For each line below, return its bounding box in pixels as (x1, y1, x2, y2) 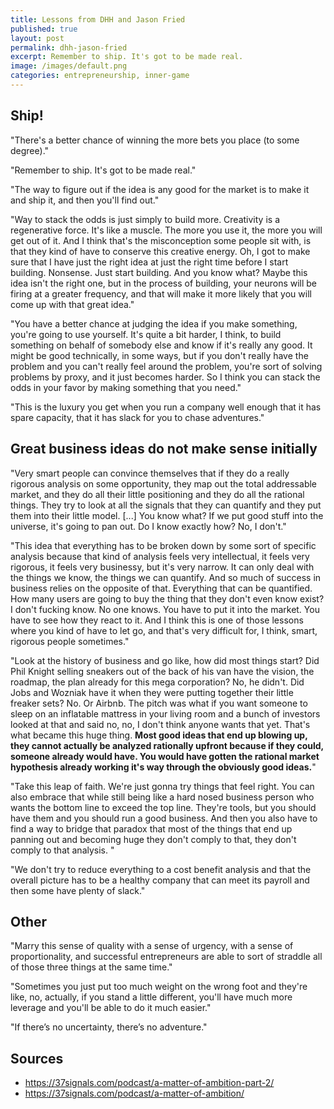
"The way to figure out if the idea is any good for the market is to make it (10, 183, 310, 195)
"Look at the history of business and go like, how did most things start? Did (10, 654, 320, 666)
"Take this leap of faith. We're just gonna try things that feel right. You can (10, 780, 315, 792)
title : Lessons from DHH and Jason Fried (10, 14, 186, 25)
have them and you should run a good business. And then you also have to (10, 812, 318, 824)
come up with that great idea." (10, 298, 135, 310)
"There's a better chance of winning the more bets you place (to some (10, 134, 300, 146)
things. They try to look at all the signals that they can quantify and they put (10, 499, 322, 511)
